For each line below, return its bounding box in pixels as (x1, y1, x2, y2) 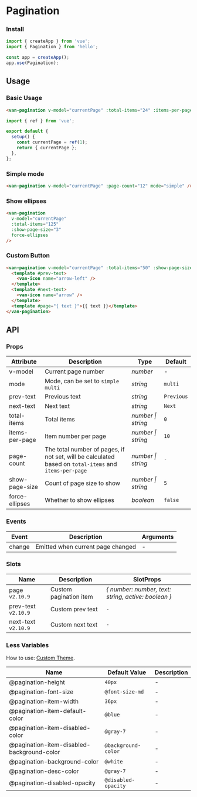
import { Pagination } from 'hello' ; (6, 44, 98, 50)
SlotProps (133, 575, 161, 583)
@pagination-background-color (9, 758, 99, 766)
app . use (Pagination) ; (6, 60, 59, 66)
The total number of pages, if (45, 446, 125, 454)
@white (104, 758, 123, 765)
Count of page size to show (45, 479, 121, 487)
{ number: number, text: (106, 585, 171, 593)
